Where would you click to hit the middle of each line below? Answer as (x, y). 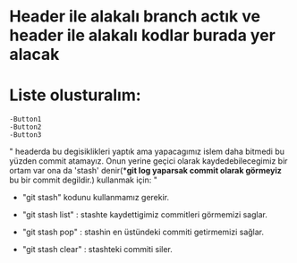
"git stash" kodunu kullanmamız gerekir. (96, 198)
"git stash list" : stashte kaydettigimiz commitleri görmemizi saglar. (145, 215)
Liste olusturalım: (75, 95)
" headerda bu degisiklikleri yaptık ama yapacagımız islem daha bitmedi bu (147, 152)
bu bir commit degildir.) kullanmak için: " (84, 180)
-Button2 (25, 127)
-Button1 (25, 119)
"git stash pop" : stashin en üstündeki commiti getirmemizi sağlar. (143, 232)
